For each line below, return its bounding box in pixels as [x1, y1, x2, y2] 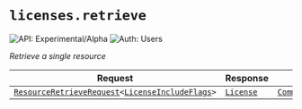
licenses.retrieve [9, 7, 147, 24]
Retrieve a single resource [9, 50, 106, 61]
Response [225, 71, 270, 84]
